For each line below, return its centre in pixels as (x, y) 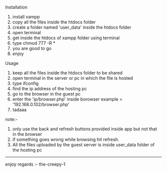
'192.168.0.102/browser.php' (41, 104)
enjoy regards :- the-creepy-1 (35, 164)
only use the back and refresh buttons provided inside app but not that (85, 129)
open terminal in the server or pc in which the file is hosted (73, 78)
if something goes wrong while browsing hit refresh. (66, 139)
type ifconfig (25, 83)
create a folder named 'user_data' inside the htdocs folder (72, 27)
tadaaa (19, 110)
